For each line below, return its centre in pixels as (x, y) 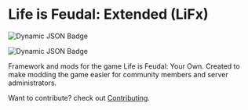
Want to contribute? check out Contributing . (79, 98)
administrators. (33, 83)
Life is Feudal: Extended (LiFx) (108, 14)
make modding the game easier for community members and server (119, 74)
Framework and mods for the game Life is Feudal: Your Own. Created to (124, 66)
